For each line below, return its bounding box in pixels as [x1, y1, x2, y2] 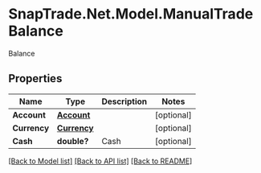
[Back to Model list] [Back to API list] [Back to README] [8, 156, 193, 166]
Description [101, 96, 148, 107]
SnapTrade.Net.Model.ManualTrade [8, 5, 254, 23]
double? [56, 135, 89, 146]
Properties [8, 72, 63, 85]
